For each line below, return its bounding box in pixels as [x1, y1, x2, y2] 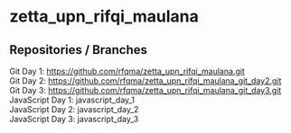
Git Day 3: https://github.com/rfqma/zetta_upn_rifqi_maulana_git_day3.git [9, 85, 282, 95]
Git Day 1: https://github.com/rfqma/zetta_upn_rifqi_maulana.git [9, 66, 246, 76]
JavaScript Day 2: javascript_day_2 [9, 104, 139, 114]
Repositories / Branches [9, 42, 147, 58]
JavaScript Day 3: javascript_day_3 [9, 114, 139, 124]
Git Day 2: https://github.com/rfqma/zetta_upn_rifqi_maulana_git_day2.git [9, 75, 282, 86]
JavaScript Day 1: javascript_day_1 [9, 94, 136, 105]
